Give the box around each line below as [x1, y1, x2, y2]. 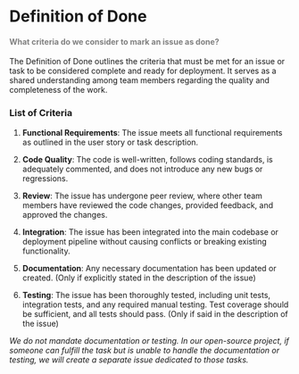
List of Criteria [9, 107, 73, 120]
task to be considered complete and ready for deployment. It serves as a [9, 65, 277, 77]
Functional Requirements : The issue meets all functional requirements [21, 127, 283, 137]
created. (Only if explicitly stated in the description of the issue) [21, 272, 256, 283]
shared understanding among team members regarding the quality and [9, 75, 270, 86]
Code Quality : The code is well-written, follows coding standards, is [21, 154, 274, 164]
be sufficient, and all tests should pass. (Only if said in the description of [21, 308, 288, 319]
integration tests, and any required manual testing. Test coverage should [21, 299, 289, 310]
